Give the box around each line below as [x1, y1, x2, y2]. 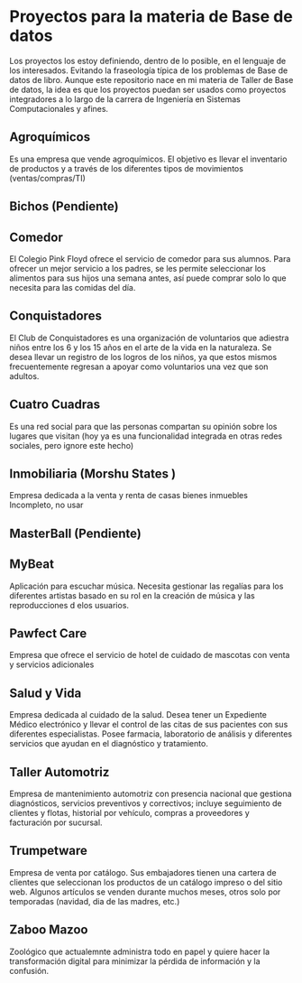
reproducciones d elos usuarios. [9, 599, 129, 610]
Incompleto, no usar [9, 499, 84, 511]
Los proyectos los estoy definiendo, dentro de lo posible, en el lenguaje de [9, 55, 287, 66]
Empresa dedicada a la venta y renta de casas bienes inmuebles [9, 490, 248, 501]
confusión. [9, 965, 50, 976]
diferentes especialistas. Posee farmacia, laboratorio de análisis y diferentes [9, 728, 293, 739]
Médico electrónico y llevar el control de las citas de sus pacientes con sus [9, 719, 288, 730]
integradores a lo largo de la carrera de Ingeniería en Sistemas [9, 93, 241, 105]
